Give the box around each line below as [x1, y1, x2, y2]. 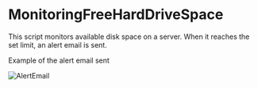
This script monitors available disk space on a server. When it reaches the [8, 32, 250, 41]
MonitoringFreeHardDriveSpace [8, 6, 224, 24]
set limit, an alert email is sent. [8, 40, 107, 49]
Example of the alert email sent [8, 55, 110, 65]
